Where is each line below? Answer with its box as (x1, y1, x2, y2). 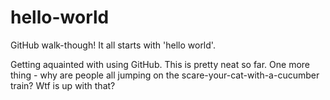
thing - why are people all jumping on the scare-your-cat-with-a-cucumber (10, 69, 320, 81)
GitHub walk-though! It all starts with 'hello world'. (10, 39, 216, 51)
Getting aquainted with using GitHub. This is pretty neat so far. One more (10, 58, 311, 70)
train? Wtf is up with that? (10, 79, 116, 91)
